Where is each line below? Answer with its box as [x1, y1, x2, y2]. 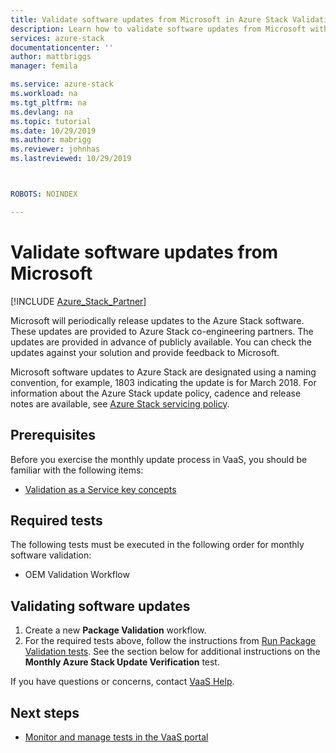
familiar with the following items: [10, 464, 144, 476]
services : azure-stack [10, 33, 105, 43]
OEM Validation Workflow [24, 569, 130, 581]
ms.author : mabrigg [10, 135, 92, 145]
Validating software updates [10, 597, 191, 615]
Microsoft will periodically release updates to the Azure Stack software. [10, 314, 305, 326]
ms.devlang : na [10, 107, 74, 117]
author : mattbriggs [10, 52, 92, 62]
